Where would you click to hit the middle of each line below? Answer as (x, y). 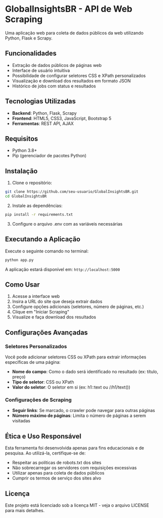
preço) (19, 377)
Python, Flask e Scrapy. (29, 38)
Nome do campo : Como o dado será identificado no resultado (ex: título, (85, 372)
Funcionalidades (31, 53)
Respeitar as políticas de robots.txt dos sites (57, 463)
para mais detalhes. (25, 510)
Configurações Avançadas (46, 332)
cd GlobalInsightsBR (26, 196)
